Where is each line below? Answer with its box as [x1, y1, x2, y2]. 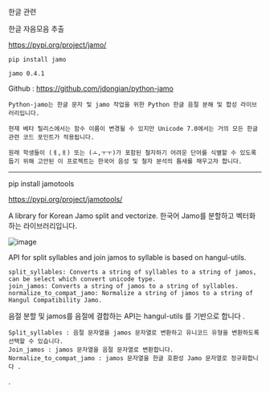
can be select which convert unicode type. [8, 275, 157, 283]
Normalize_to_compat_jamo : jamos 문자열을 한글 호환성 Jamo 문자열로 [8, 355, 227, 363]
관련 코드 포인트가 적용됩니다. [8, 133, 95, 141]
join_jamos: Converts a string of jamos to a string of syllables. [8, 282, 239, 290]
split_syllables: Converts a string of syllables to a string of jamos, [8, 268, 257, 276]
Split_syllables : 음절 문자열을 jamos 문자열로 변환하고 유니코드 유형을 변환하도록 [8, 329, 260, 337]
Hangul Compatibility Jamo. [8, 296, 103, 304]
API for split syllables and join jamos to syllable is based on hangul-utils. [8, 253, 247, 262]
